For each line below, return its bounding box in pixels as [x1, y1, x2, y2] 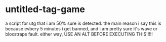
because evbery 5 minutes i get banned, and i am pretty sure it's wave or [5, 25, 158, 31]
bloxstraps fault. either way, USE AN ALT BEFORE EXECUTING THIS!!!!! [5, 31, 153, 37]
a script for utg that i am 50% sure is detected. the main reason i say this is [5, 20, 161, 26]
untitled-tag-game [5, 4, 85, 15]
